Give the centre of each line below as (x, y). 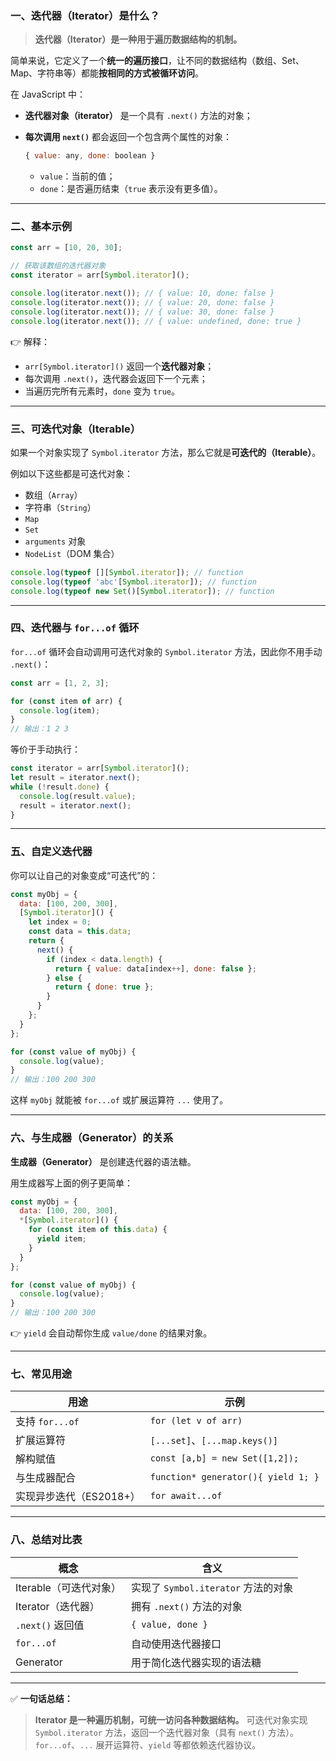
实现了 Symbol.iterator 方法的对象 (212, 1587)
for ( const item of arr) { (66, 701)
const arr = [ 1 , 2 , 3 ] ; (60, 683)
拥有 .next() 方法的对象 (186, 1606)
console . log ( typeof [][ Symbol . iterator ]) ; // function (127, 572)
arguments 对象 (55, 541)
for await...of (186, 1496)
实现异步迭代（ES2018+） (78, 1497)
